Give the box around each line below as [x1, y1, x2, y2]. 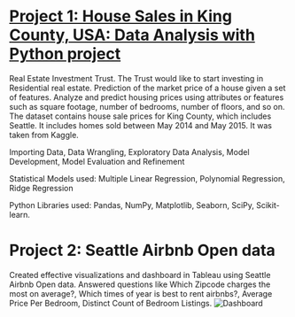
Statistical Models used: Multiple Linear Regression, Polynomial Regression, [9, 173, 285, 183]
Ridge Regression [9, 182, 74, 193]
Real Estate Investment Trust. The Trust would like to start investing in [9, 73, 264, 83]
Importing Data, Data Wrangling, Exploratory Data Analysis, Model [9, 146, 250, 157]
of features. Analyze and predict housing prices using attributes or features [9, 91, 284, 103]
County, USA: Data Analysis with [9, 25, 255, 45]
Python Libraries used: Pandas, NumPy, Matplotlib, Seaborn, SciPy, [9, 199, 255, 210]
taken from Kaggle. [9, 129, 80, 140]
